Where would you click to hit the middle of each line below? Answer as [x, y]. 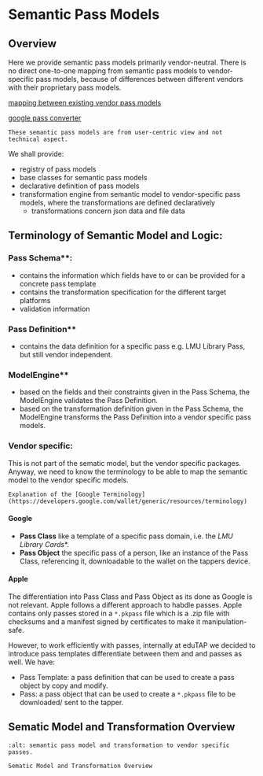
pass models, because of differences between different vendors [139, 79]
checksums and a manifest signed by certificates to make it [104, 621]
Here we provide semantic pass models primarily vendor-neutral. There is [127, 62]
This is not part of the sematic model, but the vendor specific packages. [125, 463]
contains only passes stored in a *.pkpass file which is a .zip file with [119, 613]
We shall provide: [36, 154]
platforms [35, 300]
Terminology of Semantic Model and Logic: [115, 236]
